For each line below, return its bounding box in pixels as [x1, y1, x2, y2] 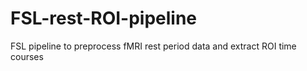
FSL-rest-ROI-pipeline [10, 7, 198, 30]
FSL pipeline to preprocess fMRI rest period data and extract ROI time [10, 40, 297, 52]
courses [10, 50, 44, 62]
